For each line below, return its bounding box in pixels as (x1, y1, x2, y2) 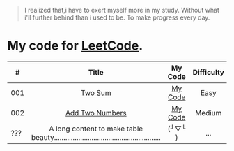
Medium (194, 108, 222, 117)
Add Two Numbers (65, 108, 127, 117)
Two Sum (80, 87, 111, 97)
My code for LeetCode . (7, 38, 143, 54)
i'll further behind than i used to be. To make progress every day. (24, 13, 210, 22)
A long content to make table (49, 124, 143, 134)
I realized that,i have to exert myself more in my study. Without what (24, 6, 219, 14)
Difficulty (192, 67, 225, 77)
